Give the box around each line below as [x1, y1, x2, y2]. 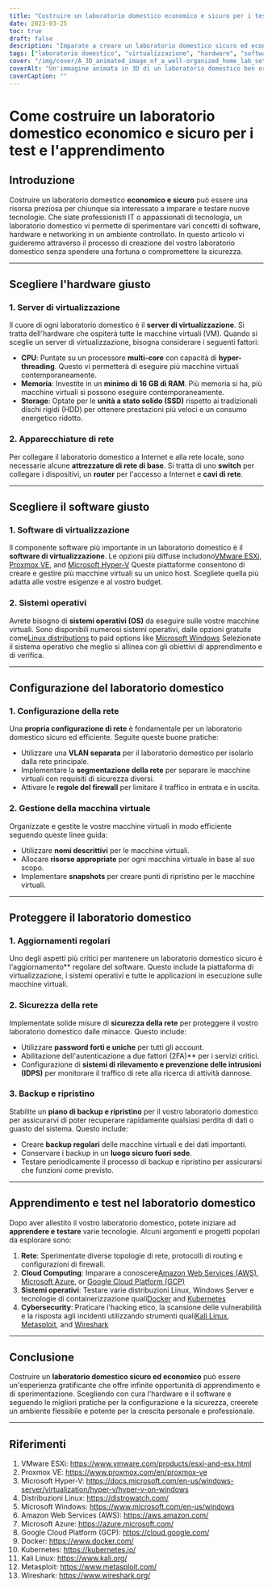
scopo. [20, 863, 44, 873]
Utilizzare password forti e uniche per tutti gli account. [20, 1042, 205, 1052]
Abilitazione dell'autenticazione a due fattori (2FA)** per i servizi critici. [20, 1051, 260, 1060]
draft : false [9, 34, 53, 43]
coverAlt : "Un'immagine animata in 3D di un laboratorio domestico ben [9, 65, 255, 73]
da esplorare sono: [9, 1235, 72, 1245]
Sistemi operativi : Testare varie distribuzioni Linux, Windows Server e [20, 1284, 254, 1295]
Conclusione [9, 1351, 75, 1365]
